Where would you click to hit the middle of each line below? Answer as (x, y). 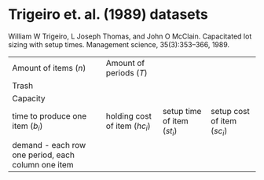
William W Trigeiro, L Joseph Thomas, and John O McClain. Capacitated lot (130, 36)
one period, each (43, 155)
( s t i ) (170, 132)
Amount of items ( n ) (49, 68)
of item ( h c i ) (128, 127)
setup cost (230, 111)
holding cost (128, 116)
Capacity (29, 98)
